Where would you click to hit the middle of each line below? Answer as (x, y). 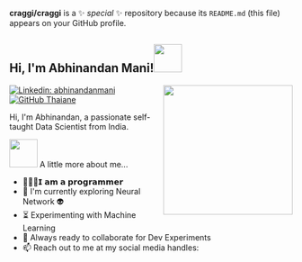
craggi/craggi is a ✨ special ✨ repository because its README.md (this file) (145, 13)
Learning (39, 228)
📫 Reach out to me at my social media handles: (111, 248)
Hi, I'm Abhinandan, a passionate (71, 117)
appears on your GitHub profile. (68, 23)
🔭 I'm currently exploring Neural (81, 191)
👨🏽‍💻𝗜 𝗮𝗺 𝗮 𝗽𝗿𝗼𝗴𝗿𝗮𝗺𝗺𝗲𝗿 (73, 181)
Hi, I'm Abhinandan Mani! (82, 68)
